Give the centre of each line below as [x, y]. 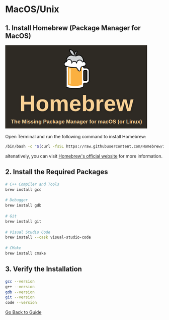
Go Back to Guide [23, 312]
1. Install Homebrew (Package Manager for [73, 28]
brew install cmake [26, 253]
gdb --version [20, 292]
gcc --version [20, 281]
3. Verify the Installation [44, 269]
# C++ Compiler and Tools [32, 184]
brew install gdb [23, 205]
